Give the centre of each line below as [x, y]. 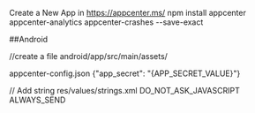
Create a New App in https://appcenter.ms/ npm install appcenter [128, 13]
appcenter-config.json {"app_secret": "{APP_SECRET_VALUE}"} [125, 73]
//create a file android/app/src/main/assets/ [88, 56]
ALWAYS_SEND [37, 100]
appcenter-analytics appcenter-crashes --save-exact [106, 22]
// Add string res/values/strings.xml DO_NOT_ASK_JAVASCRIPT [124, 90]
